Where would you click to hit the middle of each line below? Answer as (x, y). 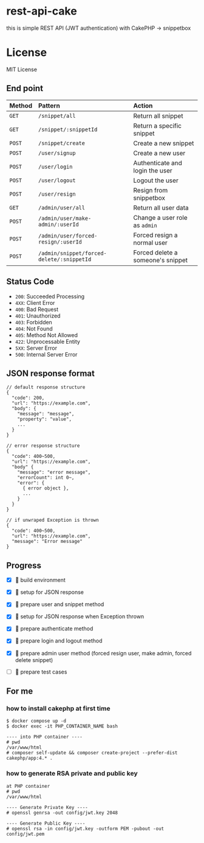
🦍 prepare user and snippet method (59, 604)
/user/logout (57, 180)
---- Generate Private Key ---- (47, 807)
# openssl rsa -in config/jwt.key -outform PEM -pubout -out (85, 828)
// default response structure (46, 387)
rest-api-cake (42, 11)
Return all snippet (158, 115)
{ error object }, (46, 488)
